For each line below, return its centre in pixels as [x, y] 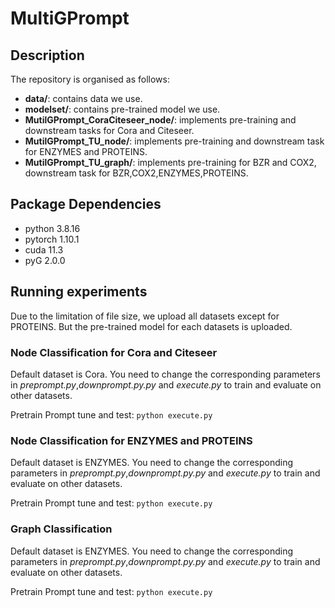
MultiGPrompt [70, 18]
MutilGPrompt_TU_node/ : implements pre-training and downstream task [174, 141]
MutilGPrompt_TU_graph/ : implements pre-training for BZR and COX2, [170, 162]
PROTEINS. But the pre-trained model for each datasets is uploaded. [151, 326]
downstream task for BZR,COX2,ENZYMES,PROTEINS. [136, 173]
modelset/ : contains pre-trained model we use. [122, 109]
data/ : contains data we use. [83, 98]
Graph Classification [61, 529]
